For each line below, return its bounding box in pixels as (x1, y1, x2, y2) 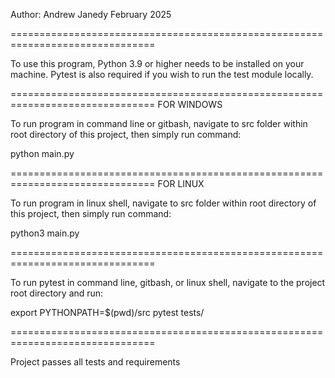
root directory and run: (10, 287, 104, 299)
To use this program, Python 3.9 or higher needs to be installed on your (10, 58, 305, 69)
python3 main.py (10, 227, 80, 239)
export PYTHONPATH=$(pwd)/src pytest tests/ (10, 307, 205, 318)
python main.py (10, 148, 75, 159)
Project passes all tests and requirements (10, 356, 181, 368)
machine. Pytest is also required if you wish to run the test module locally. (10, 69, 314, 80)
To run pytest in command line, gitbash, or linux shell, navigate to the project (10, 277, 326, 288)
